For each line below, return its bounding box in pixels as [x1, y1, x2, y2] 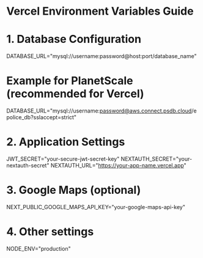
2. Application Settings [6, 135, 125, 149]
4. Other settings [6, 225, 94, 239]
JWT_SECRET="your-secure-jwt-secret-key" [6, 155, 120, 163]
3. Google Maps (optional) [6, 183, 141, 197]
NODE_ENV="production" [6, 245, 72, 252]
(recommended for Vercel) [6, 87, 145, 101]
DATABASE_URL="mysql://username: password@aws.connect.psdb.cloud [6, 107, 192, 114]
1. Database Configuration [6, 32, 142, 46]
